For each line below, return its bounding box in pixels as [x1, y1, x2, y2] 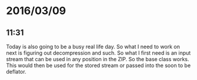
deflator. [6, 68, 26, 75]
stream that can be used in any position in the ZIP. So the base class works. [6, 56, 189, 62]
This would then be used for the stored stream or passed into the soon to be [6, 62, 191, 69]
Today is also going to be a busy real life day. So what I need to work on [6, 43, 181, 50]
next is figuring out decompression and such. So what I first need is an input [6, 49, 191, 56]
